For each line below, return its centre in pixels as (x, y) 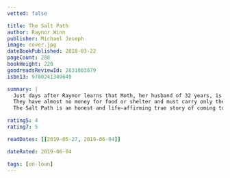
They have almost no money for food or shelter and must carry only (113, 102)
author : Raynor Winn (37, 32)
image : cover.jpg (32, 45)
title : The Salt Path (38, 26)
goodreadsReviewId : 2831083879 (52, 70)
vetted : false (27, 13)
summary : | (23, 89)
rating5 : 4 (23, 120)
